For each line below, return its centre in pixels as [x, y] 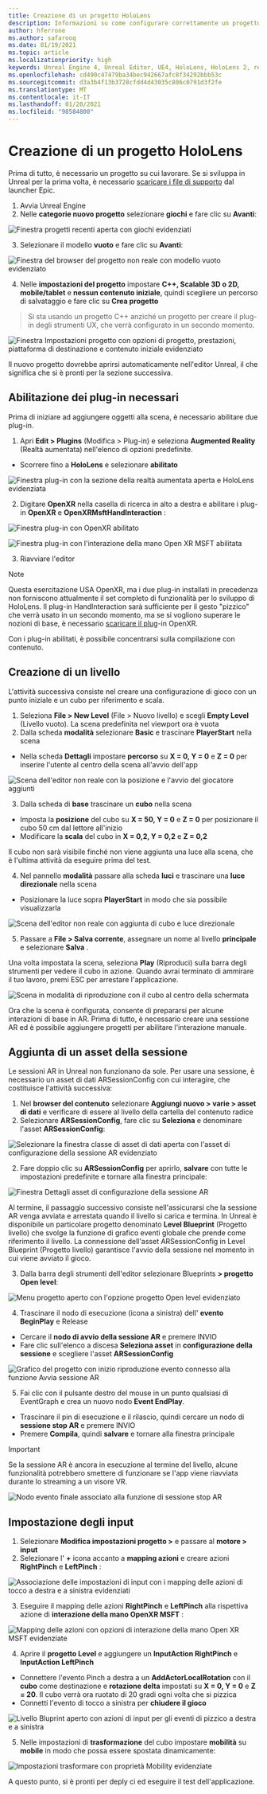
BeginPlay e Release [54, 1321]
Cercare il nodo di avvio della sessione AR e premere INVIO [118, 1337]
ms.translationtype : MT [48, 90]
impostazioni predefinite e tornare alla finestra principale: [114, 1177]
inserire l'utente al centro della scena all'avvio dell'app [109, 764]
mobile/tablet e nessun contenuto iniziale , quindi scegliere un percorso [139, 292]
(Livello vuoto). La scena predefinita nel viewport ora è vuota [119, 723]
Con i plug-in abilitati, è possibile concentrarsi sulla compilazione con [122, 638]
